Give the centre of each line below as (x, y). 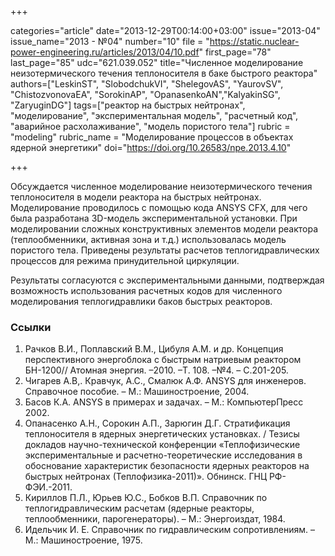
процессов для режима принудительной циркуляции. (125, 260)
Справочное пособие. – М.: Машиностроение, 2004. (137, 392)
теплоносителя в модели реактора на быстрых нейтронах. (136, 197)
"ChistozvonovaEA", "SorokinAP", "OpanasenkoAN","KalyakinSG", (145, 94)
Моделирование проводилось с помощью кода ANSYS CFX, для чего (159, 207)
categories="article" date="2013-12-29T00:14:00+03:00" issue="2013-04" (165, 30)
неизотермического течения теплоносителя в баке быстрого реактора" (164, 73)
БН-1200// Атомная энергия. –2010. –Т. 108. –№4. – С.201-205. (156, 370)
